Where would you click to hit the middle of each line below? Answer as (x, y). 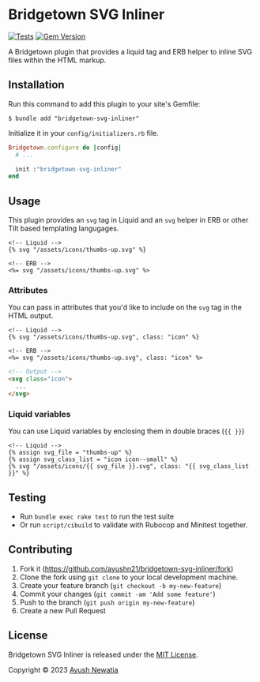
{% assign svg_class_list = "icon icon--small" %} (93, 459)
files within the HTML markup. (57, 60)
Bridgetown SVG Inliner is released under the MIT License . (104, 654)
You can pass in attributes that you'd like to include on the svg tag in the (125, 307)
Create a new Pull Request (63, 610)
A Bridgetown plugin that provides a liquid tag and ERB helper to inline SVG (130, 51)
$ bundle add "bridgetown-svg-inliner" (74, 118)
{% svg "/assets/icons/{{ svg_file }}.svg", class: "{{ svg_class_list (128, 467)
